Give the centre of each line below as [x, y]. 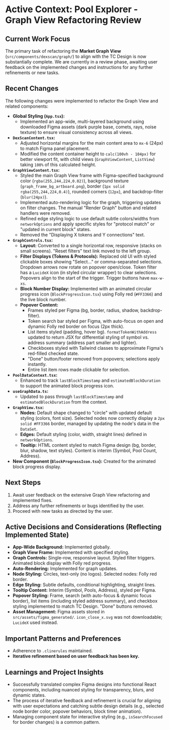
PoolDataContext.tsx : [35, 375]
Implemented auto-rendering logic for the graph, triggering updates [90, 202]
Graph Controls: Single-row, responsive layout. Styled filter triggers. [84, 558]
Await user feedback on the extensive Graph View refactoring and [81, 495]
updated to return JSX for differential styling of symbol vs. [88, 337]
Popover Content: [39, 305]
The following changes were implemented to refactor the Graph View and [82, 101]
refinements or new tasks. [32, 73]
